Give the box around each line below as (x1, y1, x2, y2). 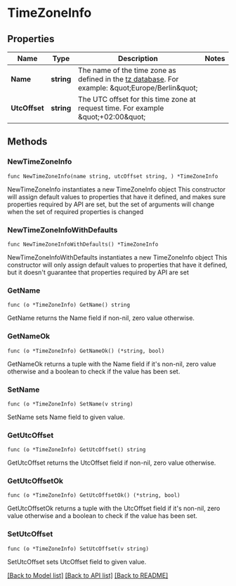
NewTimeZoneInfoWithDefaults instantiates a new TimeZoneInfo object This (7, 253, 228, 261)
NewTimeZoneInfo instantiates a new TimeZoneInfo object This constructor (7, 185, 226, 194)
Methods (7, 135, 48, 148)
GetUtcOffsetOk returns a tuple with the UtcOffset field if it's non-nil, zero (7, 504, 221, 513)
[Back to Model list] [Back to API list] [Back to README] (7, 571, 169, 580)
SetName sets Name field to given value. (7, 413, 125, 421)
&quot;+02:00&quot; (78, 112, 146, 121)
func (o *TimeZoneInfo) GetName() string (7, 302, 131, 309)
